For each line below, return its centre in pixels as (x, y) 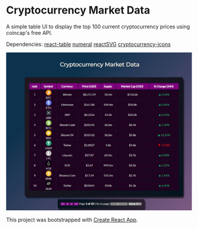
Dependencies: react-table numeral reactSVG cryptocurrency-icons (88, 44)
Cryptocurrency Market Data (78, 10)
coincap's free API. (29, 32)
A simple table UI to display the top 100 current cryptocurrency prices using (98, 26)
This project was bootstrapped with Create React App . (72, 220)
